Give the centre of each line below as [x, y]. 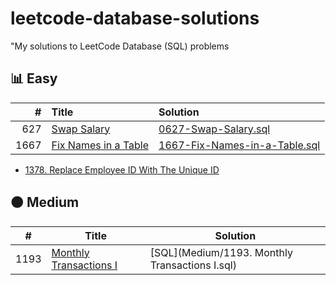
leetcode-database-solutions [135, 18]
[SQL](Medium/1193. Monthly [221, 252]
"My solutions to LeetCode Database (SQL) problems [120, 46]
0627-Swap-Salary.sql [214, 129]
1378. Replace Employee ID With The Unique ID [122, 169]
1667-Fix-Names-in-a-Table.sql [239, 145]
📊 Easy [34, 78]
